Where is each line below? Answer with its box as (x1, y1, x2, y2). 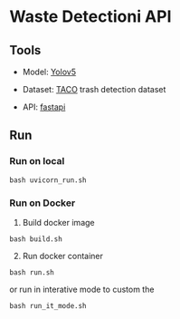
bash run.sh (9, 267, 54, 277)
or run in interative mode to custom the (9, 284, 155, 295)
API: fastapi (22, 101, 66, 112)
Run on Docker (9, 197, 76, 209)
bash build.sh (9, 234, 63, 244)
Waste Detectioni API (9, 6, 172, 27)
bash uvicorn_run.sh (9, 175, 88, 185)
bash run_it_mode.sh (9, 301, 88, 310)
